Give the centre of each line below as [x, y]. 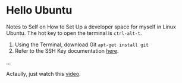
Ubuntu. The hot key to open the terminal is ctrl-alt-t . [74, 33]
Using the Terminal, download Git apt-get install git [81, 44]
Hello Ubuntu [39, 10]
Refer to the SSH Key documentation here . [67, 50]
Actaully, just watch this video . [44, 74]
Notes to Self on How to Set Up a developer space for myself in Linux [91, 27]
